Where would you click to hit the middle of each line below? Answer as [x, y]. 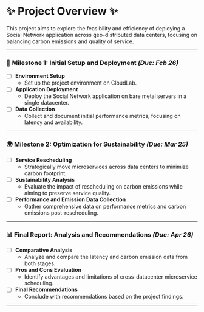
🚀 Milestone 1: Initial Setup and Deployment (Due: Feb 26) [93, 63]
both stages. [40, 263]
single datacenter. [47, 103]
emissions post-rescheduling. [61, 213]
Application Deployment [46, 89]
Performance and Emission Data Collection [70, 199]
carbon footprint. [45, 173]
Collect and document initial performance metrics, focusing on [102, 116]
